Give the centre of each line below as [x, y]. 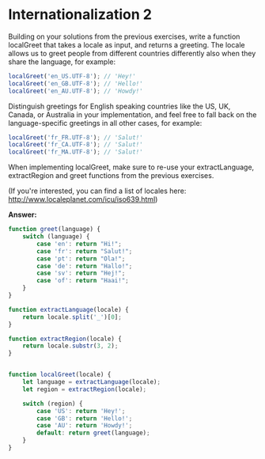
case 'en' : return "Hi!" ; [79, 244]
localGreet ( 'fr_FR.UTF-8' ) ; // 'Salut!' [76, 137]
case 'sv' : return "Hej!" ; [81, 273]
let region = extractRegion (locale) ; [85, 389]
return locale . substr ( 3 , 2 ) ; [70, 346]
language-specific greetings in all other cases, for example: [105, 123]
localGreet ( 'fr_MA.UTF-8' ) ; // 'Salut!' [76, 152]
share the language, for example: [62, 62]
